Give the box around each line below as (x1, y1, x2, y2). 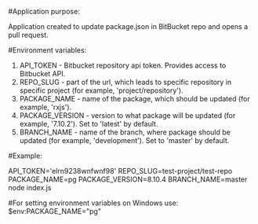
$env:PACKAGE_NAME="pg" (8, 207, 102, 215)
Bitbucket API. (19, 69, 66, 78)
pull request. (8, 31, 49, 39)
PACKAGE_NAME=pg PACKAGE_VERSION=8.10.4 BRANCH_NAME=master (8, 174, 248, 184)
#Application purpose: (8, 7, 80, 16)
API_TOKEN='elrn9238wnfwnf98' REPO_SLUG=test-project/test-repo (8, 167, 233, 175)
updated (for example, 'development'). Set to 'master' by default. (19, 136, 230, 145)
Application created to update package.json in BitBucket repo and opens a (8, 22, 249, 31)
